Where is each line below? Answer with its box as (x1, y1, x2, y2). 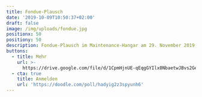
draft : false (6, 20, 39, 26)
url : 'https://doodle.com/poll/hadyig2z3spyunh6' (17, 82, 144, 88)
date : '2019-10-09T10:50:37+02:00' (6, 14, 96, 20)
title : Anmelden (17, 76, 58, 82)
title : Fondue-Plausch (6, 8, 63, 15)
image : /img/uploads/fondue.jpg (6, 25, 87, 32)
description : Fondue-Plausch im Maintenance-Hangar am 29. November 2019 (6, 43, 195, 49)
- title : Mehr (11, 54, 47, 60)
